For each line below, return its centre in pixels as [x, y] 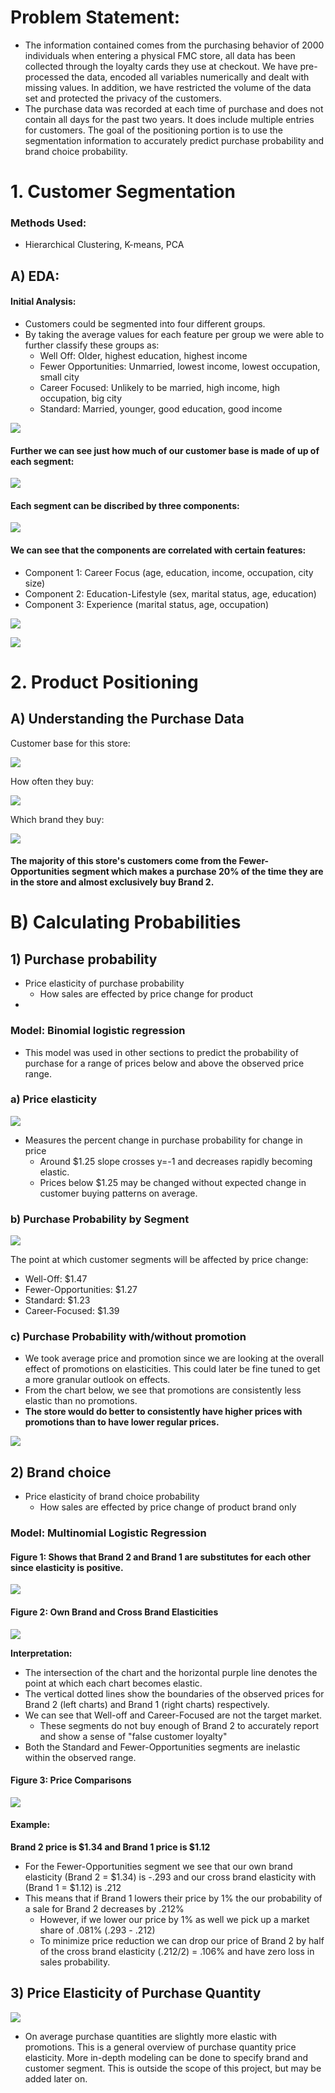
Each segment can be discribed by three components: [125, 505]
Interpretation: [41, 1653]
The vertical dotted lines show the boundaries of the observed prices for [174, 1693]
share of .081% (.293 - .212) [97, 1930]
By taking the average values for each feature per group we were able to [174, 335]
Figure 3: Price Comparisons [71, 1780]
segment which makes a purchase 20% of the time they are [197, 872]
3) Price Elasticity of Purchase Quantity [136, 1993]
